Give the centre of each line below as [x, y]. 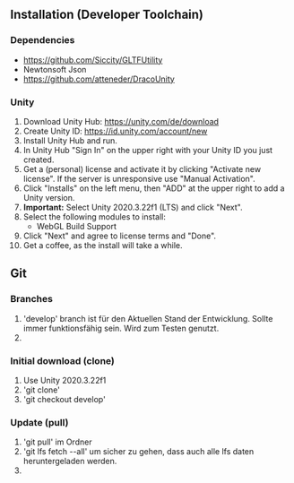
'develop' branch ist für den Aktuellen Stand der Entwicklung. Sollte [148, 318]
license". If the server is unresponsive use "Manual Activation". [139, 178]
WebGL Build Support [77, 226]
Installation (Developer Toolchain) [107, 15]
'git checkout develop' [64, 399]
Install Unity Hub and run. [70, 140]
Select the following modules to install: [95, 216]
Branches [31, 299]
